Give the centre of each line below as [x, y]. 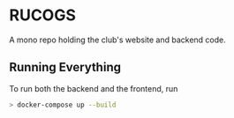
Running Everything [65, 67]
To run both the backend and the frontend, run [94, 88]
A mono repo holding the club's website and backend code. [118, 40]
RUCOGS [43, 15]
